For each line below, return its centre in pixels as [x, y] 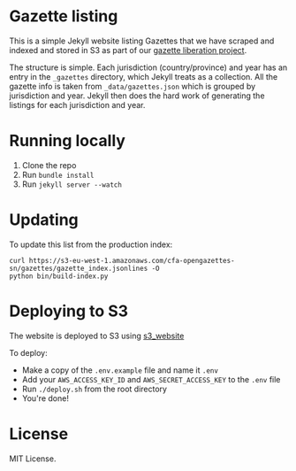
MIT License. [33, 459]
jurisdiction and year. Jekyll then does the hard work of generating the [137, 96]
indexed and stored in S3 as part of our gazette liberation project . [128, 50]
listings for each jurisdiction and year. [77, 104]
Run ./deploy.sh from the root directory [95, 389]
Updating [44, 220]
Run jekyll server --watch [72, 184]
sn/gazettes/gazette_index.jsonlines [79, 268]
